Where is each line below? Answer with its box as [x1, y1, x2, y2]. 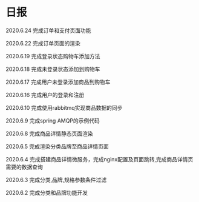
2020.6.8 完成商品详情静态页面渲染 [5, 130, 93, 137]
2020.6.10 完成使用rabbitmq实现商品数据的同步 [5, 104, 123, 111]
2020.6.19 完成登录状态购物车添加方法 [5, 52, 100, 59]
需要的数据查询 [5, 163, 43, 170]
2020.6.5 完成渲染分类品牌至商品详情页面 [5, 143, 109, 150]
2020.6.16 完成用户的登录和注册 [5, 91, 85, 98]
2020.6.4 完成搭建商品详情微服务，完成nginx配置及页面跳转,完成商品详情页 [5, 155, 194, 163]
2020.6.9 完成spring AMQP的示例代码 [5, 116, 100, 124]
